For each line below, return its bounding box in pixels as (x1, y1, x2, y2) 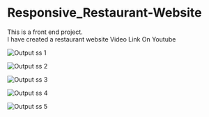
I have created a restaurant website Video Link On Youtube (7, 35, 176, 43)
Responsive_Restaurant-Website (7, 5, 202, 21)
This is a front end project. (7, 28, 84, 36)
